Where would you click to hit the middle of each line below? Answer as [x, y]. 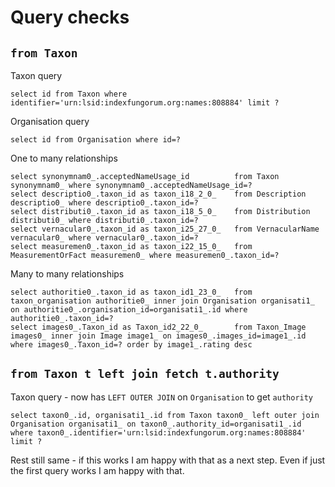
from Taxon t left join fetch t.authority [145, 374]
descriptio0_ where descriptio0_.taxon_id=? [104, 203]
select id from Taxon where [69, 94]
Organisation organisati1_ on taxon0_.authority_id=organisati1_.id [156, 424]
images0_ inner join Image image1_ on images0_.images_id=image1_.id [158, 336]
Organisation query [50, 121]
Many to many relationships [67, 274]
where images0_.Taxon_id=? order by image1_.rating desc [131, 345]
